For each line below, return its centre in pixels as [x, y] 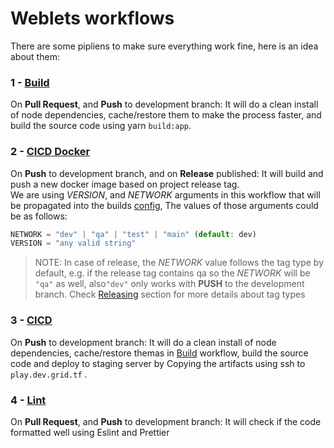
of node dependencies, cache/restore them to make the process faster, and [166, 115]
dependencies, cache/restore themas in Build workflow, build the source [159, 353]
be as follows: [39, 216]
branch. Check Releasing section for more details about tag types [170, 294]
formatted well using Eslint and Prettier [90, 432]
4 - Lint [28, 400]
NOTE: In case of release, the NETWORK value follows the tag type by [179, 263]
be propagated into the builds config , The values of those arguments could [164, 205]
